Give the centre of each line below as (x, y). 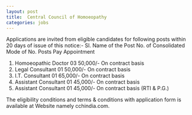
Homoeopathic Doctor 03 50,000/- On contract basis (79, 63)
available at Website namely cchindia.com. (58, 106)
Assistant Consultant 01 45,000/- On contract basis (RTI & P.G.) (92, 88)
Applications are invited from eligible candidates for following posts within (96, 40)
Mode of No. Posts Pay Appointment (51, 52)
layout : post (22, 11)
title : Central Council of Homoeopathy (57, 17)
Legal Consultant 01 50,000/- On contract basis (73, 70)
